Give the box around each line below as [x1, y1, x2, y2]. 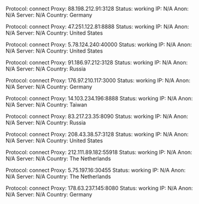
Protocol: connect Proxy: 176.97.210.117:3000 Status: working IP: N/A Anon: [5, 77, 191, 84]
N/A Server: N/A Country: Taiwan [5, 101, 88, 108]
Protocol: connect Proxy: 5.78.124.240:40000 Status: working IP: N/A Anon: [5, 41, 192, 48]
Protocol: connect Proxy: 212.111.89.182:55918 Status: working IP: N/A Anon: [5, 149, 192, 156]
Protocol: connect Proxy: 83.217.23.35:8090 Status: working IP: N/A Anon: [5, 113, 188, 120]
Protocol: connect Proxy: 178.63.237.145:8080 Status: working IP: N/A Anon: [5, 185, 193, 191]
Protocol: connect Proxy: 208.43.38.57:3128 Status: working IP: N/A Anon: [5, 131, 189, 138]
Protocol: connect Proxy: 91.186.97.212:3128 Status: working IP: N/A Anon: [5, 59, 188, 66]
